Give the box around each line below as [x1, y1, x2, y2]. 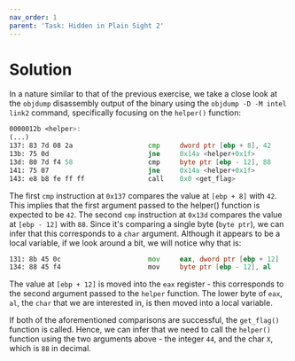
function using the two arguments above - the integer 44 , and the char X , [9, 334, 273, 344]
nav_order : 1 [9, 12, 58, 22]
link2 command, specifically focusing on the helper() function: [9, 107, 242, 118]
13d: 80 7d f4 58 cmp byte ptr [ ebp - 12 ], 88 [9, 157, 272, 167]
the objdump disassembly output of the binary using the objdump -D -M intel [9, 98, 287, 109]
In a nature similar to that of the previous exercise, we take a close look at [9, 89, 277, 99]
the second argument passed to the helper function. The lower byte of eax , [9, 288, 283, 299]
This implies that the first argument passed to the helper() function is [9, 200, 260, 210]
